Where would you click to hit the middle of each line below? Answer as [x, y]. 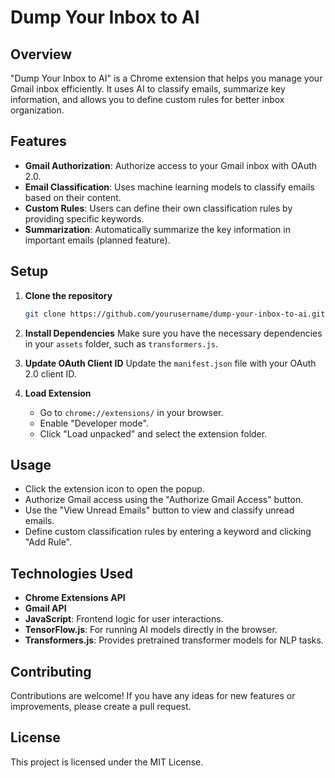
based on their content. [73, 197]
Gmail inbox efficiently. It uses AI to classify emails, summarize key [148, 89]
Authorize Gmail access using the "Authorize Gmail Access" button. [164, 500]
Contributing [51, 671]
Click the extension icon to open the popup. [114, 489]
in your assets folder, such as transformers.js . [121, 343]
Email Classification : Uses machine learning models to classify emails [169, 187]
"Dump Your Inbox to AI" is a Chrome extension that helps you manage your [166, 78]
